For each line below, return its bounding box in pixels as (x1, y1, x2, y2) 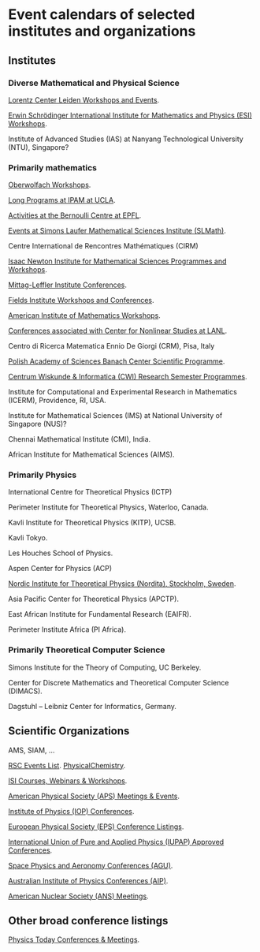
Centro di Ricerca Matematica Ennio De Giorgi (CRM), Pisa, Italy (8, 342, 215, 351)
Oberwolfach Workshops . (8, 180, 91, 190)
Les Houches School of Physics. (8, 548, 113, 558)
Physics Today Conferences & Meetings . (8, 935, 140, 944)
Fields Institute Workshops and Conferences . (8, 296, 155, 305)
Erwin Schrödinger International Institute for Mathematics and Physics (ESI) (8, 110, 252, 120)
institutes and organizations (8, 22, 196, 40)
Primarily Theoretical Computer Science (8, 644, 165, 655)
